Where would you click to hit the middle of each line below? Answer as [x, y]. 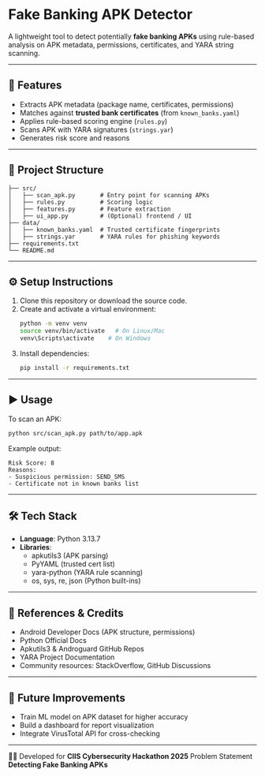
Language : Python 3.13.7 [60, 539]
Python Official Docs [53, 641]
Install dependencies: [54, 353]
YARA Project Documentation [67, 657]
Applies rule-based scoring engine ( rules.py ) [93, 121]
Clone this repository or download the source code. [103, 301]
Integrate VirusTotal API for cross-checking [90, 734]
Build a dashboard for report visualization [87, 725]
